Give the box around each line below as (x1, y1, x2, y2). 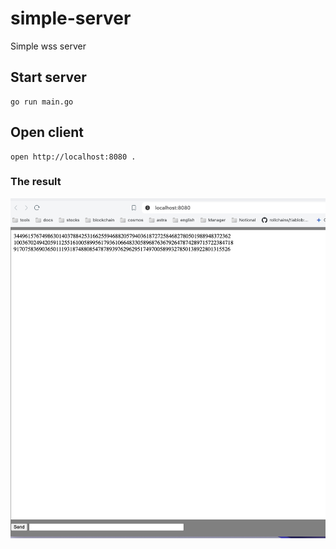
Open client (10, 124, 84, 141)
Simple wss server (10, 40, 87, 52)
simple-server (10, 7, 132, 30)
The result (10, 175, 62, 189)
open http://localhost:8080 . (10, 152, 137, 162)
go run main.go (10, 97, 74, 107)
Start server (10, 69, 87, 86)
